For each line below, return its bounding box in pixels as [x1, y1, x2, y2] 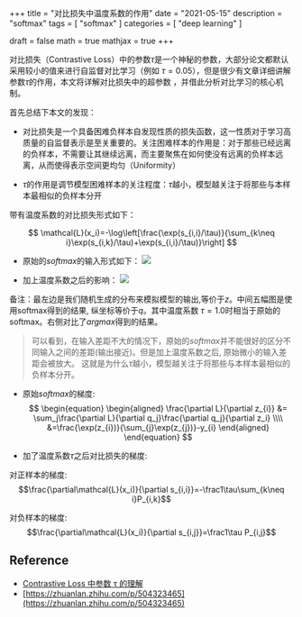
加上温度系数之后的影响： [22, 275, 118, 286]
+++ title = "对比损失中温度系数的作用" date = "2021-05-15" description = [9, 8, 283, 18]
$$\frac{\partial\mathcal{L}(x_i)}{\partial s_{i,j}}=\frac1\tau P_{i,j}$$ [26, 527, 277, 538]
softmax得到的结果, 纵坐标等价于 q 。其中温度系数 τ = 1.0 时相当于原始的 [16, 305, 281, 315]
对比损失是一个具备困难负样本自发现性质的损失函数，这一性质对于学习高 [22, 126, 291, 137]
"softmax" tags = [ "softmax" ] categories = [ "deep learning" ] [9, 18, 243, 29]
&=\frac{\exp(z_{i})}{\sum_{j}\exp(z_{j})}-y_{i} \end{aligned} [46, 422, 270, 432]
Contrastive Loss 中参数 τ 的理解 [22, 577, 143, 588]
